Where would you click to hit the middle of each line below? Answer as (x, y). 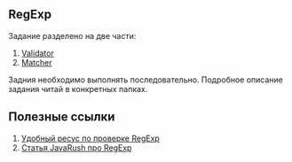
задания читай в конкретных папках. (78, 89)
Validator (37, 53)
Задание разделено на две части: (72, 35)
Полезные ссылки (62, 117)
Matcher (36, 62)
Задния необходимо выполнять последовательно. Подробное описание (146, 80)
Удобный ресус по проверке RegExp (91, 138)
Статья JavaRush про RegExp (76, 147)
